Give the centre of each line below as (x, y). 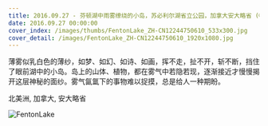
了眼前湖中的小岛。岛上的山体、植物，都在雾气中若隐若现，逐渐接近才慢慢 (130, 72)
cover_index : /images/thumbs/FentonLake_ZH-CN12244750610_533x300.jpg (128, 30)
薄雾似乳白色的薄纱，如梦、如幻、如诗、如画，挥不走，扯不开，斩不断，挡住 (134, 61)
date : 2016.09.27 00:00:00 (53, 23)
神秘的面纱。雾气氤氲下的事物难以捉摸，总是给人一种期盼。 (127, 81)
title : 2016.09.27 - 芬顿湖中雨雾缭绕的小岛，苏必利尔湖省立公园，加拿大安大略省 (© (136, 16)
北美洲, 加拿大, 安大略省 (47, 98)
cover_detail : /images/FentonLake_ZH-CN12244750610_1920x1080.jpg (121, 38)
